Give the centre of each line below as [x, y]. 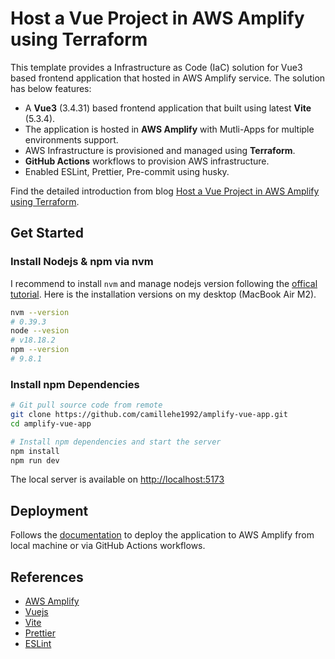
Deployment [49, 510]
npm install [35, 451]
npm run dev [35, 460]
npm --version [40, 350]
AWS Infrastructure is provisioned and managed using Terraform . [160, 150]
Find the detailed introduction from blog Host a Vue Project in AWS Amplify [165, 191]
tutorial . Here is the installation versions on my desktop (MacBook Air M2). [163, 294]
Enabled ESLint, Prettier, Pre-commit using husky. [127, 171]
